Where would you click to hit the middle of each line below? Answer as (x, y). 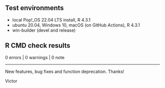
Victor (11, 81)
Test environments (34, 8)
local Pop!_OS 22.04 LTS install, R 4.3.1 (51, 20)
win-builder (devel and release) (44, 30)
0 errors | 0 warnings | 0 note (35, 57)
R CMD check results (38, 46)
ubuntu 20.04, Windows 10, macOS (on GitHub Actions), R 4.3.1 (76, 25)
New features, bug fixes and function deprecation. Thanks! (65, 71)
